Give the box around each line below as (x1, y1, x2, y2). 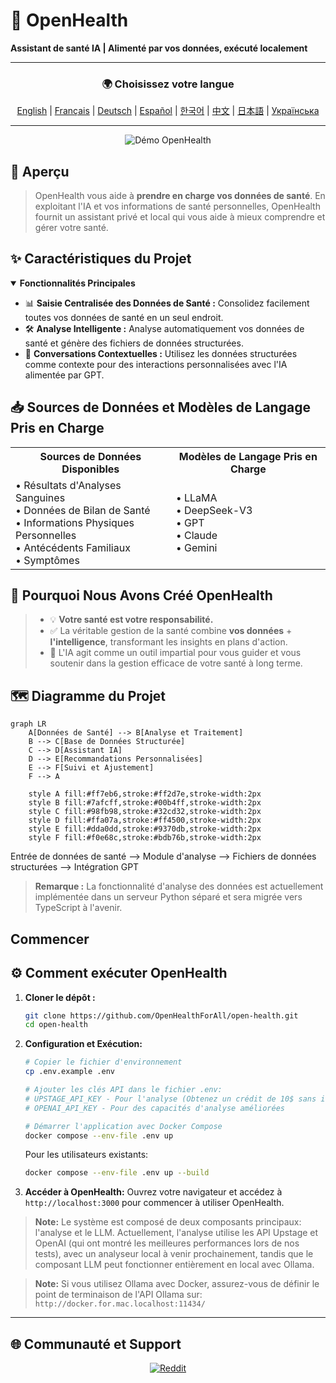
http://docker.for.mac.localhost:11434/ (34, 1299, 206, 1309)
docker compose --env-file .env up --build (24, 1168, 210, 1178)
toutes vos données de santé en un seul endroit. (24, 311, 224, 323)
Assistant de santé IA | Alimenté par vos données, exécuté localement (10, 42, 308, 54)
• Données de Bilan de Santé (15, 503, 151, 517)
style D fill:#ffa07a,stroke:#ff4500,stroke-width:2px (28, 815, 262, 826)
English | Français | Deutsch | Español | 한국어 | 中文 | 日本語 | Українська (16, 105, 320, 117)
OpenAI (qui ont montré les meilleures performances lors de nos (34, 1237, 300, 1249)
